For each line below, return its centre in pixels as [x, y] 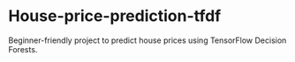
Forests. [23, 49]
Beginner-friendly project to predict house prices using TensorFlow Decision [147, 40]
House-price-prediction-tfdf [115, 16]
